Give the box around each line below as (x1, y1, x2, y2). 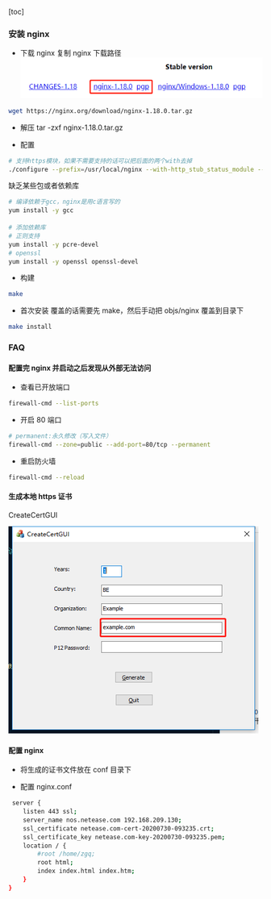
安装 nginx (8, 28, 50, 40)
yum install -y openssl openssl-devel (8, 257, 139, 265)
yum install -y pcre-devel (8, 240, 99, 248)
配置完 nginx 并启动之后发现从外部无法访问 (8, 363, 152, 373)
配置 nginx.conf (19, 782, 73, 792)
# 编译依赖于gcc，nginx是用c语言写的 (8, 198, 121, 206)
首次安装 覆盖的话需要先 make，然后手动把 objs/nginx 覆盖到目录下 (19, 306, 244, 315)
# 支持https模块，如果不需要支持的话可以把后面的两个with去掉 (8, 156, 193, 164)
